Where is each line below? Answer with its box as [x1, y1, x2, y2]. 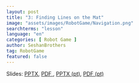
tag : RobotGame [6, 48, 45, 54]
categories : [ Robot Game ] [6, 37, 77, 43]
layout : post [6, 8, 39, 15]
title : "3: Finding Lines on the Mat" [6, 14, 104, 20]
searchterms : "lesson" [6, 25, 63, 32]
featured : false [6, 54, 47, 60]
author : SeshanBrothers [6, 43, 66, 49]
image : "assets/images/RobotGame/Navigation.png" [6, 20, 134, 26]
